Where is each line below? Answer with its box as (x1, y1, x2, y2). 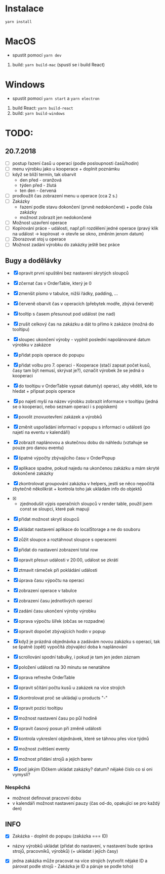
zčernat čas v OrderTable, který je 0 (18, 280, 92, 286)
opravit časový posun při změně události (18, 726, 102, 732)
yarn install (5, 19, 32, 24)
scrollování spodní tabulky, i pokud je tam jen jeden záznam (18, 654, 140, 660)
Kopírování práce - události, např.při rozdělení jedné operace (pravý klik (12, 226, 159, 231)
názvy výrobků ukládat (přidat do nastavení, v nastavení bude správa (12, 843, 153, 849)
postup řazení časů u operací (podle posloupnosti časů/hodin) (12, 160, 139, 166)
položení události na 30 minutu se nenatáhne (18, 664, 110, 670)
